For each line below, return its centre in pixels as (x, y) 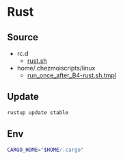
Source (23, 37)
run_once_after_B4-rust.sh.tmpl (72, 75)
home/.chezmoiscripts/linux (56, 68)
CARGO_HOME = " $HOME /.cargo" (45, 150)
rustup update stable (38, 112)
